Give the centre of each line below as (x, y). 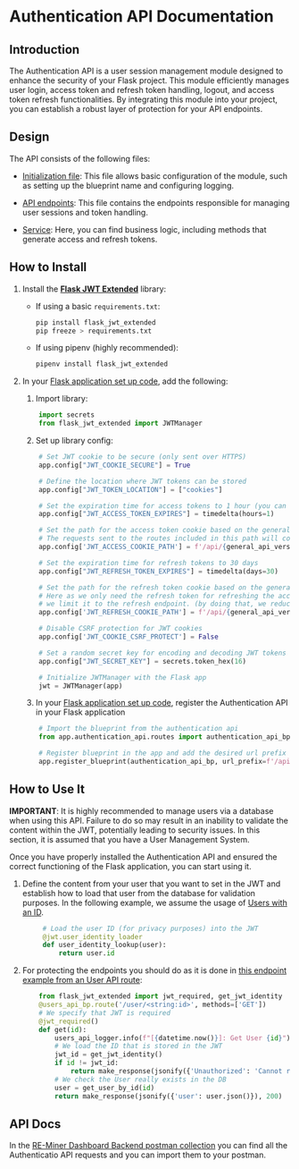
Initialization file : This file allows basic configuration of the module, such (155, 175)
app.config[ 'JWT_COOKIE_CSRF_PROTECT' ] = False (129, 637)
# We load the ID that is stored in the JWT (139, 1046)
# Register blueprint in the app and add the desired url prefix (163, 753)
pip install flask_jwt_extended (96, 322)
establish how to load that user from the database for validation (139, 893)
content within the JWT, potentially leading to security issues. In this (135, 830)
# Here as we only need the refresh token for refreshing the (157, 596)
